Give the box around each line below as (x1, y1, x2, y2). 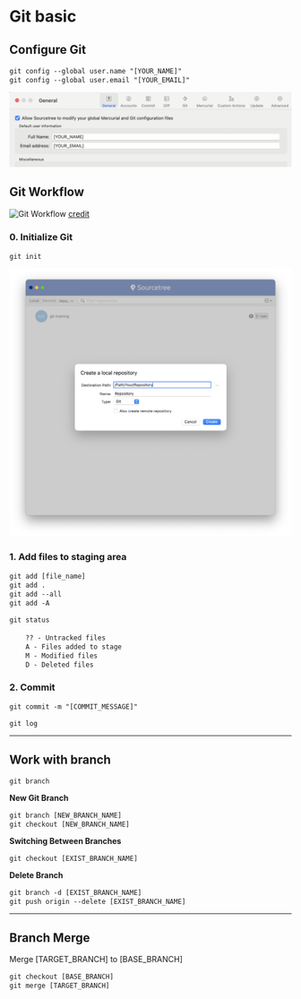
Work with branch (9, 752, 112, 767)
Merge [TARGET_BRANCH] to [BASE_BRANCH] (9, 954, 184, 965)
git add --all (9, 590, 63, 599)
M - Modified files (25, 651, 99, 660)
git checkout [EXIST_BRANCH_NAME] (9, 854, 139, 864)
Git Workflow (9, 185, 85, 200)
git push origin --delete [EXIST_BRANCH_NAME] (9, 898, 186, 907)
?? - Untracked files (25, 633, 106, 642)
